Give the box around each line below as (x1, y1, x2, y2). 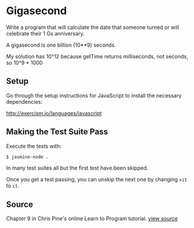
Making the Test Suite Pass (6, 127, 108, 137)
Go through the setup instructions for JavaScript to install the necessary (6, 92, 182, 99)
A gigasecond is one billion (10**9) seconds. (6, 41, 117, 48)
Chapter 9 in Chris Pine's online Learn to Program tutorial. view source (6, 215, 178, 222)
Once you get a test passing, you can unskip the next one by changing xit (6, 176, 187, 183)
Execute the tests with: (6, 142, 62, 149)
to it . (6, 182, 20, 190)
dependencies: (6, 98, 43, 105)
